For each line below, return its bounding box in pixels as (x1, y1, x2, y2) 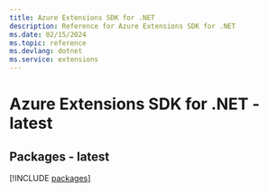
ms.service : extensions (9, 55, 99, 64)
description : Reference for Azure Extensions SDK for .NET (9, 22, 236, 31)
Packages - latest (9, 149, 110, 164)
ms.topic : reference (9, 38, 88, 48)
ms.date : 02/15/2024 (9, 30, 88, 39)
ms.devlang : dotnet (9, 47, 83, 56)
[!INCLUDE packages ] (9, 173, 91, 183)
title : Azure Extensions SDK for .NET (9, 13, 155, 23)
